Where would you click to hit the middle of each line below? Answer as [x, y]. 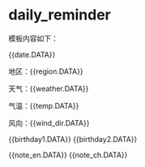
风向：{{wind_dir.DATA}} [49, 122]
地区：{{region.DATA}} [46, 71]
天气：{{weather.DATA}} [49, 88]
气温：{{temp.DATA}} [44, 105]
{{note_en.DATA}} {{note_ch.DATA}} [68, 155]
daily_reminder [60, 15]
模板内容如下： [33, 38]
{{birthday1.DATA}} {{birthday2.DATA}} [73, 139]
